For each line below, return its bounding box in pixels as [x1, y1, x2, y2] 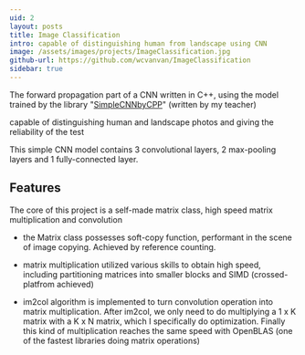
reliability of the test [9, 126, 85, 137]
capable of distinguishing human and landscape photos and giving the [9, 116, 274, 128]
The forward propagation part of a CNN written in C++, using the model [9, 89, 279, 100]
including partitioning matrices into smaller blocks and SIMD [22, 268, 249, 279]
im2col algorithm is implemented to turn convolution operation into [22, 296, 274, 307]
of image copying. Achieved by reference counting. [22, 241, 216, 252]
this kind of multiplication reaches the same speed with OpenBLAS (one [22, 325, 293, 336]
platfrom [22, 278, 55, 289]
